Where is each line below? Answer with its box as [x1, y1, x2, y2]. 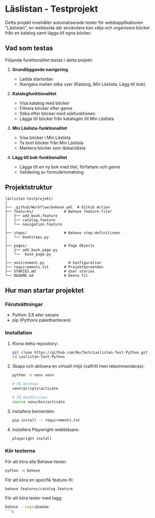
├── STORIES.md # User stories [5, 269, 95, 274]
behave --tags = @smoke [5, 504, 49, 510]
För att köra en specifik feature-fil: [5, 477, 74, 483]
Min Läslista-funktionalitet [12, 125, 67, 131]
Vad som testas [5, 44, 54, 52]
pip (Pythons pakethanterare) [12, 317, 72, 323]
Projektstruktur [5, 183, 53, 191]
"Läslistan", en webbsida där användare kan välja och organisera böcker [5, 24, 150, 30]
